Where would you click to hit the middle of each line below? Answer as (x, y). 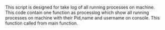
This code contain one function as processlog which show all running (77, 12)
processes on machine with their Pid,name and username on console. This (82, 18)
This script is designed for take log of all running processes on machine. (80, 7)
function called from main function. (42, 23)
